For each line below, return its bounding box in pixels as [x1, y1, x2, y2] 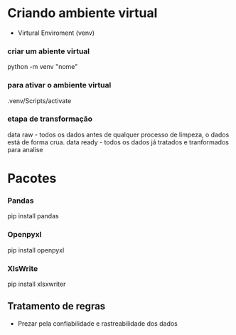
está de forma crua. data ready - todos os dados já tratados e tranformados [7, 137, 230, 147]
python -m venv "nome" [7, 63, 78, 71]
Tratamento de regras [7, 300, 106, 312]
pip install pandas [7, 212, 59, 220]
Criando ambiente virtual [7, 5, 158, 21]
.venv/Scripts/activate [7, 96, 72, 105]
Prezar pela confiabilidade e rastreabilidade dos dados [17, 319, 178, 328]
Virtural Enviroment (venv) [17, 28, 95, 37]
